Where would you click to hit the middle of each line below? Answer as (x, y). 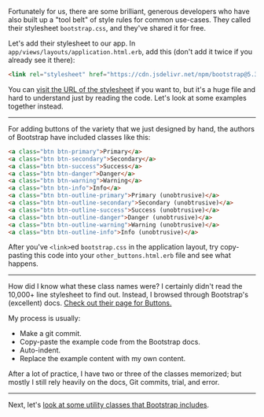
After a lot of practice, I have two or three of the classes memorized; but (125, 374)
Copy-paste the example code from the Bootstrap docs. (110, 342)
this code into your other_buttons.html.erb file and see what (133, 256)
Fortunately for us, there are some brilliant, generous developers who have (129, 11)
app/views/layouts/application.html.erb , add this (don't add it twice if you (130, 52)
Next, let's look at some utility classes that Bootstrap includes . (109, 405)
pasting (20, 256)
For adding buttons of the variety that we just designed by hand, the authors (132, 128)
